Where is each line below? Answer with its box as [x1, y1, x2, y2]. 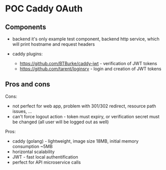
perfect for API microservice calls [12, 159, 81, 165]
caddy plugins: [12, 51, 43, 57]
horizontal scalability [12, 149, 55, 155]
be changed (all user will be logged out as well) [12, 119, 109, 125]
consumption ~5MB [12, 143, 53, 149]
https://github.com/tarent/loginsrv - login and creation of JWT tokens [19, 66, 162, 72]
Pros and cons [5, 80, 51, 88]
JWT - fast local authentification [12, 154, 78, 160]
